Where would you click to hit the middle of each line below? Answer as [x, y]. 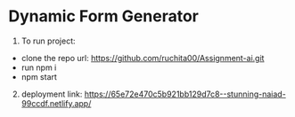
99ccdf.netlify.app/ [56, 103]
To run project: [48, 41]
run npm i [39, 67]
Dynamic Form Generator [104, 16]
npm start [39, 76]
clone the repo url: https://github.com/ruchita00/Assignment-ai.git [143, 58]
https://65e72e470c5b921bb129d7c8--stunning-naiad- [185, 94]
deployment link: [52, 94]
